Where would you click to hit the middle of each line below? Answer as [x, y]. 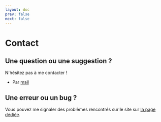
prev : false [17, 14]
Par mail [20, 82]
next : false [17, 19]
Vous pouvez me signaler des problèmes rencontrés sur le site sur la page [80, 110]
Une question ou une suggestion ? [59, 61]
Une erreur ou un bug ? [41, 98]
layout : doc [17, 10]
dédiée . [13, 115]
